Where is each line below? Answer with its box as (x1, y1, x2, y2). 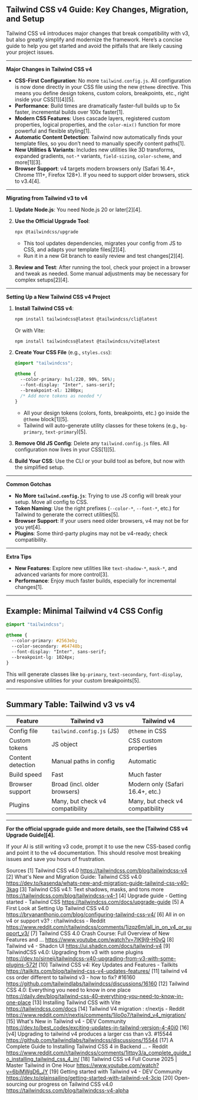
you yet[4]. (14, 523, 42, 530)
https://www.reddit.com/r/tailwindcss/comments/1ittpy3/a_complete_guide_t (6, 1049, 192, 1056)
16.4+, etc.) (128, 788, 161, 796)
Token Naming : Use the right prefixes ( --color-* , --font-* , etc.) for (14, 504, 180, 512)
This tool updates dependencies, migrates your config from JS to (23, 240, 182, 247)
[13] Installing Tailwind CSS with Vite (32, 999, 121, 1006)
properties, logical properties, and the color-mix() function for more (14, 121, 181, 128)
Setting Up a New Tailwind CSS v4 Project (6, 293, 111, 300)
